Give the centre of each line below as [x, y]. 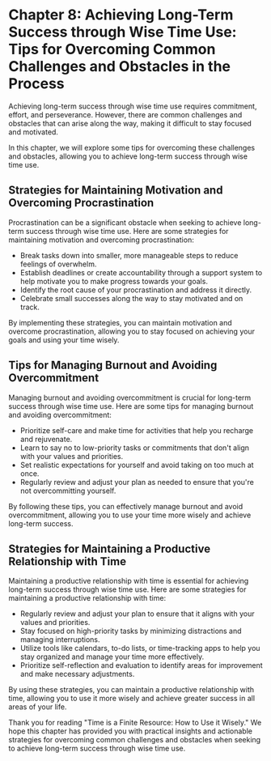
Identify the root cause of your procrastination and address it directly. [136, 290]
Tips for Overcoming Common [112, 49]
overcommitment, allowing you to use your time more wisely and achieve [130, 515]
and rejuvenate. [46, 439]
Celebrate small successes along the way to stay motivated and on [131, 298]
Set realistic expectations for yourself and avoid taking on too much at [137, 465]
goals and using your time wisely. [64, 340]
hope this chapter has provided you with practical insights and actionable [131, 731]
